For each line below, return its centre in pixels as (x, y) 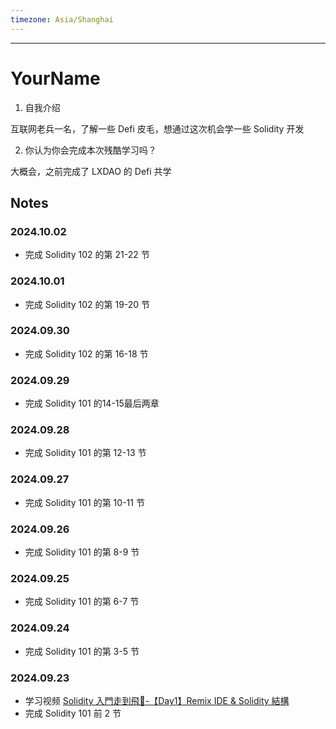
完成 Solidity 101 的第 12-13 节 (85, 453)
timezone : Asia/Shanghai (62, 19)
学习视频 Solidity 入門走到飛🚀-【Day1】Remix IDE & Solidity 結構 (157, 700)
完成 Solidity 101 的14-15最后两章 (92, 403)
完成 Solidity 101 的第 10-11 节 (84, 502)
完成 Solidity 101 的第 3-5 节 (82, 651)
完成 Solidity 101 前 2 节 (73, 713)
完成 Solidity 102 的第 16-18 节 (86, 353)
